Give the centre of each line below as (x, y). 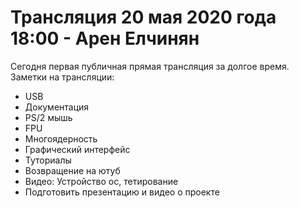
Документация (57, 107)
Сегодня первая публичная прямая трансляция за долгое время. (150, 66)
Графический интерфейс (77, 149)
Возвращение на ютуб (72, 170)
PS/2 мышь (48, 117)
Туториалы (48, 160)
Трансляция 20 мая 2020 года (143, 17)
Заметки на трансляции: (62, 77)
